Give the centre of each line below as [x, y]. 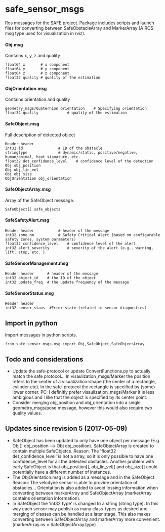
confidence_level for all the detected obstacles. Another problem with [83, 461]
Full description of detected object [40, 135]
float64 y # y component [37, 69]
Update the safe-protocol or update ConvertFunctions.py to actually [81, 371]
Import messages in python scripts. [41, 335]
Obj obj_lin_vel [22, 170]
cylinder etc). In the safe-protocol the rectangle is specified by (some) [83, 387]
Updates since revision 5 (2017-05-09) [66, 429]
